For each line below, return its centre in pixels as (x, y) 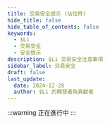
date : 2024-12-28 (39, 85)
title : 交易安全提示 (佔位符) (47, 14)
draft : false (26, 72)
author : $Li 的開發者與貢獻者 (54, 92)
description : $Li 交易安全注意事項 (55, 60)
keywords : (22, 33)
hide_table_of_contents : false (53, 27)
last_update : (26, 79)
